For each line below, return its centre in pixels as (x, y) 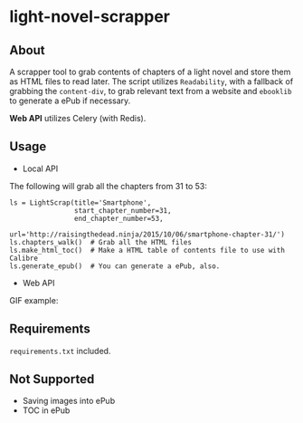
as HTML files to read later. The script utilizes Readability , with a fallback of (151, 82)
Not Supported (52, 379)
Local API (40, 168)
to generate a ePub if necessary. (70, 101)
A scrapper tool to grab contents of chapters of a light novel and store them (150, 72)
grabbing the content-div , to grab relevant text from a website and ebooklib (151, 91)
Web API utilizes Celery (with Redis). (78, 118)
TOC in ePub (46, 410)
